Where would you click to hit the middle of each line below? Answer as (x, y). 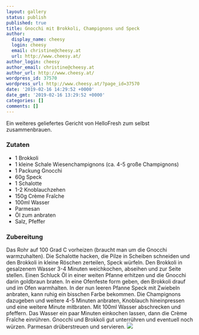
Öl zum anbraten (35, 215)
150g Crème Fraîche (39, 196)
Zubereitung (25, 236)
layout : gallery (26, 12)
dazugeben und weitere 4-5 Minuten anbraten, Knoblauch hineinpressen (95, 301)
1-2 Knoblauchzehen (40, 189)
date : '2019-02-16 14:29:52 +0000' (50, 90)
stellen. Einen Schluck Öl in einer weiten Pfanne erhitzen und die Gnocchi (96, 275)
